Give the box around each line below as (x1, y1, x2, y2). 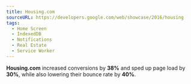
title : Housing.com (6, 8, 55, 15)
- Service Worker (11, 48, 55, 54)
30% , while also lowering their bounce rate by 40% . (6, 70, 136, 78)
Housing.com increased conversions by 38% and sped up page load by (6, 64, 186, 71)
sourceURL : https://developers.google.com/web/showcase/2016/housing (6, 14, 184, 20)
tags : (6, 20, 20, 26)
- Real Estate (11, 43, 47, 49)
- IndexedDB (11, 31, 42, 37)
